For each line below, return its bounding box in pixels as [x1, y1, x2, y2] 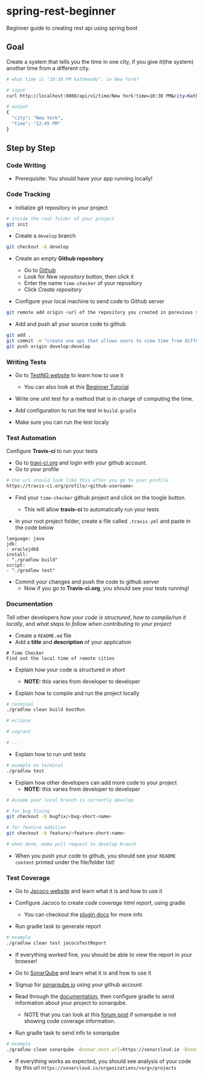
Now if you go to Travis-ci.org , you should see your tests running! [24, 585, 189, 592]
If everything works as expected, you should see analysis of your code [14, 1057, 192, 1065]
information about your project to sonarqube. [14, 999, 127, 1006]
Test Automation [6, 434, 56, 442]
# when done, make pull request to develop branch [6, 841, 137, 847]
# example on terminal [6, 762, 63, 768]
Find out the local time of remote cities [6, 655, 115, 662]
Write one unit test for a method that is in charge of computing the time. [14, 395, 194, 403]
